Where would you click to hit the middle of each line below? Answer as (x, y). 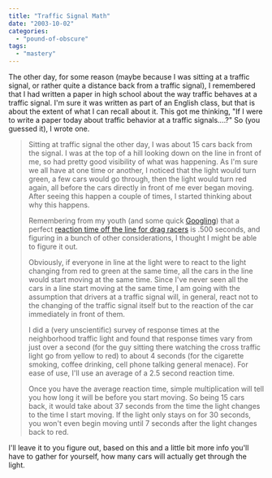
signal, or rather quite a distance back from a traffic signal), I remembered (132, 85)
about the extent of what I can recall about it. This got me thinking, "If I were (136, 111)
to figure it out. (53, 246)
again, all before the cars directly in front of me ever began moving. (141, 187)
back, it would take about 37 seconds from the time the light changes (144, 406)
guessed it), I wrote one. (49, 128)
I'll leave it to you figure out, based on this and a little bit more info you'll (129, 448)
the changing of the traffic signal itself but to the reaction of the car (141, 305)
